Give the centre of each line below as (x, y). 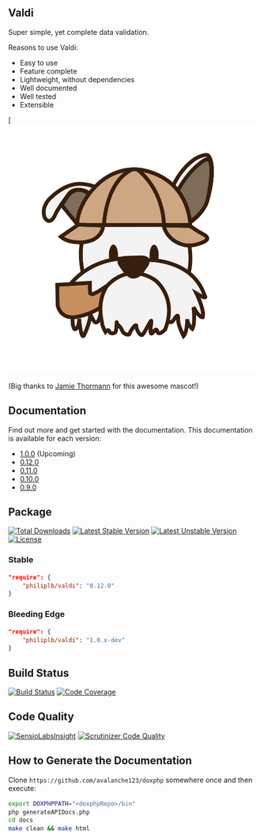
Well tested (38, 96)
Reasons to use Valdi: (43, 47)
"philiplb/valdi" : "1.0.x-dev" (74, 640)
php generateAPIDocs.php (49, 812)
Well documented (48, 88)
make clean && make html (49, 829)
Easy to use (38, 62)
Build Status (39, 673)
